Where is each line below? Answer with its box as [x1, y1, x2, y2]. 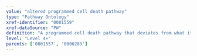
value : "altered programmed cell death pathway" [6, 8, 127, 15]
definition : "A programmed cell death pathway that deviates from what [6, 30, 185, 36]
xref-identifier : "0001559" [6, 19, 75, 25]
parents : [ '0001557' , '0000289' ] [6, 41, 88, 47]
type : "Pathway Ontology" [6, 14, 69, 20]
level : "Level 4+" [6, 36, 51, 41]
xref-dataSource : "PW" [6, 24, 62, 31]
